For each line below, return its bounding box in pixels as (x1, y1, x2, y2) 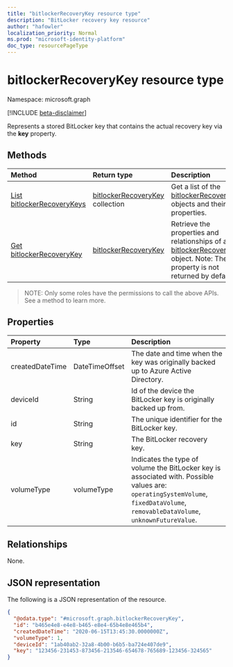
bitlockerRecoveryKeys (10, 199, 87, 209)
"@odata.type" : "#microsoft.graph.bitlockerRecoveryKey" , (13, 615, 185, 623)
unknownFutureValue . (131, 514, 198, 524)
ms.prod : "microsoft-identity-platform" (7, 36, 126, 43)
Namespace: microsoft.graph (7, 95, 91, 103)
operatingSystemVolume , (131, 489, 208, 499)
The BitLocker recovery (131, 434, 208, 444)
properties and (171, 227, 220, 237)
